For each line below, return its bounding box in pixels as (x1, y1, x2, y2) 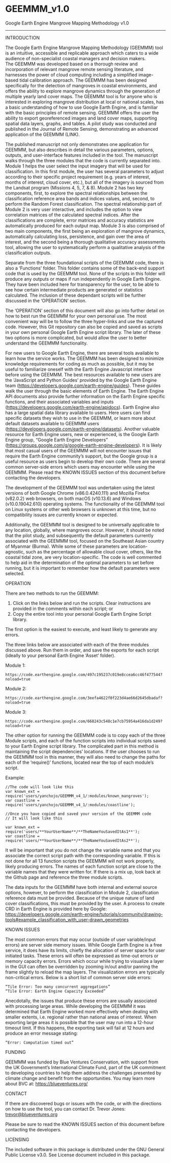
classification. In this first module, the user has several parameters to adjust (5, 168, 164, 174)
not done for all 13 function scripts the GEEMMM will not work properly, (5, 858, 155, 864)
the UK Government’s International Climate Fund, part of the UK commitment (5, 1064, 166, 1070)
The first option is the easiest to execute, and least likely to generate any (5, 626, 158, 632)
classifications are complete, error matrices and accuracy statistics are (5, 217, 154, 223)
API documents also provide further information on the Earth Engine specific (5, 393, 165, 399)
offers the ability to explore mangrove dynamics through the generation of (5, 88, 160, 94)
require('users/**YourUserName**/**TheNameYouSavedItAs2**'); (5, 838, 140, 843)
